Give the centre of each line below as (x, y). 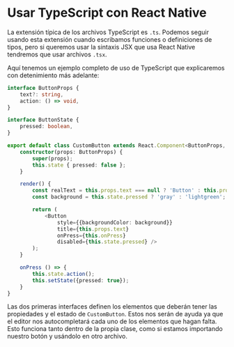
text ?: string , (42, 94)
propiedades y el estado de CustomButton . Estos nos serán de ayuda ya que (115, 314)
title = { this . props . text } (93, 229)
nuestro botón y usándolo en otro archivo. (67, 337)
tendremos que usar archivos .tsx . (57, 54)
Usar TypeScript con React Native (107, 13)
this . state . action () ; (64, 274)
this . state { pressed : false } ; (79, 165)
